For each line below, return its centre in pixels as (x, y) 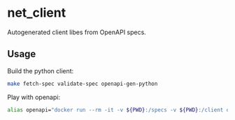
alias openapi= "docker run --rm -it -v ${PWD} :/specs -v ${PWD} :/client (115, 110)
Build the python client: (41, 70)
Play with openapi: (34, 97)
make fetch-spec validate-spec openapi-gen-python (83, 84)
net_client (37, 13)
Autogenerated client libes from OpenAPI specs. (77, 32)
